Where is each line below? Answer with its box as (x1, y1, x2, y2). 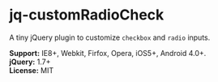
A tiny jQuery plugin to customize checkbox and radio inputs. (9, 32, 211, 42)
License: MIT (9, 65, 54, 75)
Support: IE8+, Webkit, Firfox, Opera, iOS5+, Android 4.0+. (9, 48, 207, 58)
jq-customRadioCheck (9, 6, 165, 24)
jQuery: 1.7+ (9, 57, 51, 67)
